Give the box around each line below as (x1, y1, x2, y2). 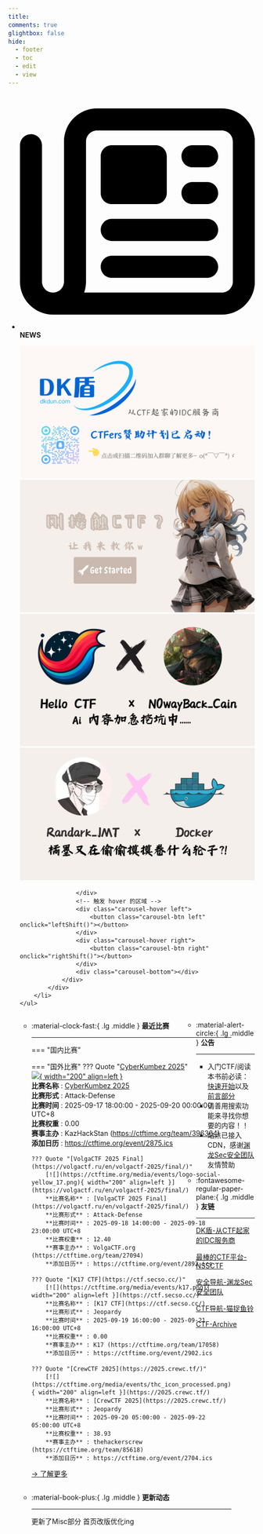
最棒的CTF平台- (195, 1252, 247, 1262)
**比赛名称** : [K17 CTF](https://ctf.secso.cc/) (45, 1300, 206, 1308)
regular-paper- (195, 1184, 244, 1193)
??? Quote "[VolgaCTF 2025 (31, 1155, 120, 1163)
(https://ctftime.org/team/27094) (31, 1252, 144, 1260)
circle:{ (195, 1028, 219, 1038)
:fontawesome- (195, 1176, 245, 1185)
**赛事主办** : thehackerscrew (45, 1438, 143, 1446)
